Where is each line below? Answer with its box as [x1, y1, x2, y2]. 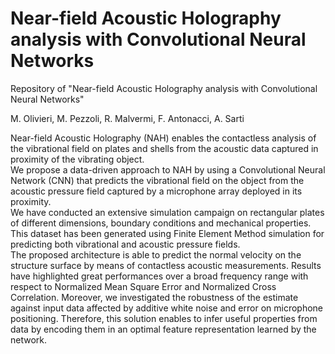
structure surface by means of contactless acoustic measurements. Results [10, 259, 322, 271]
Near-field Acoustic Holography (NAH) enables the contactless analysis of [10, 132, 317, 144]
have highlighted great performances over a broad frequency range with [10, 270, 309, 282]
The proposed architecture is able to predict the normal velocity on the [10, 248, 302, 261]
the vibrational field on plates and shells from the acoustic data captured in [10, 142, 319, 154]
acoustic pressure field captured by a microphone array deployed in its [10, 185, 303, 197]
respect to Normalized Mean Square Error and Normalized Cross [10, 280, 277, 292]
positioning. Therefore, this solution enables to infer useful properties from [10, 312, 318, 324]
